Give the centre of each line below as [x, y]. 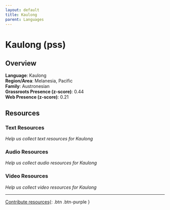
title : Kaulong [21, 15]
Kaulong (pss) [35, 44]
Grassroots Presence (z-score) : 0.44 [45, 92]
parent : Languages [25, 19]
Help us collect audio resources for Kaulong [51, 163]
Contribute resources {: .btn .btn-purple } [48, 202]
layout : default [22, 10]
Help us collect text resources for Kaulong [49, 139]
